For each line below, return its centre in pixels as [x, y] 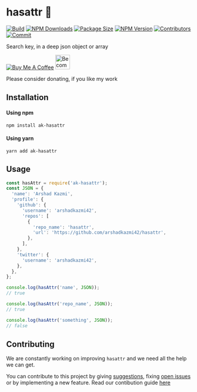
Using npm [20, 112]
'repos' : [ [35, 216]
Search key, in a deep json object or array [57, 46]
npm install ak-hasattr [36, 125]
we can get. [21, 365]
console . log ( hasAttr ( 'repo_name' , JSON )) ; [60, 304]
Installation [27, 98]
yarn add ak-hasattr [32, 151]
